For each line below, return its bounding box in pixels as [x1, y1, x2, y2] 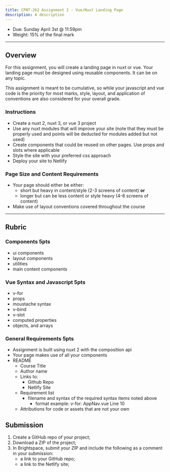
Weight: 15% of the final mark [12, 31, 74, 38]
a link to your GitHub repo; [20, 456, 75, 462]
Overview [5, 51, 37, 59]
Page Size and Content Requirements [5, 171, 99, 178]
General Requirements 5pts [5, 335, 74, 342]
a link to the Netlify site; [20, 461, 70, 467]
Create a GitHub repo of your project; [12, 434, 91, 440]
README [12, 357, 32, 363]
